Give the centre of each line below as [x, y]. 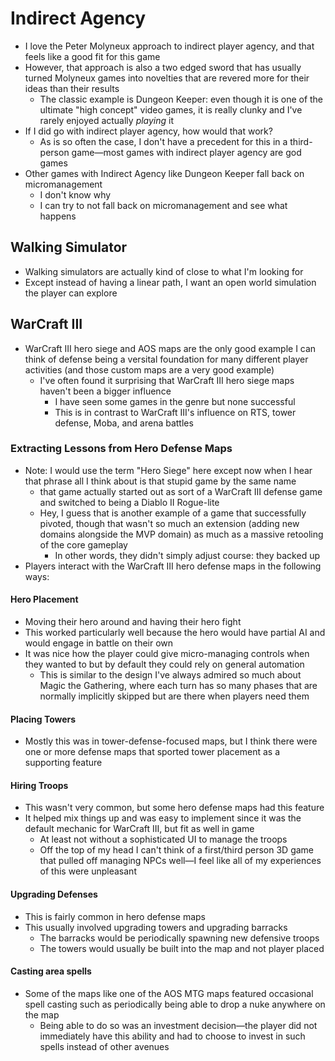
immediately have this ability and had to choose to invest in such [172, 1036]
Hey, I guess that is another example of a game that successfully [173, 513]
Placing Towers [43, 719]
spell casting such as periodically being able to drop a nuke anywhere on [175, 1004]
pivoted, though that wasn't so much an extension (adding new [169, 523]
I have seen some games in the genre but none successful [175, 401]
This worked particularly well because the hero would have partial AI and [175, 633]
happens [58, 216]
